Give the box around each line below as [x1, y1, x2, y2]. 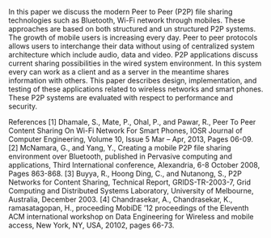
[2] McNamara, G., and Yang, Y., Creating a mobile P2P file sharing [8, 143, 232, 152]
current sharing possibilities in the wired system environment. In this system [8, 58, 262, 68]
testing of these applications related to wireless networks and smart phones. [8, 84, 264, 94]
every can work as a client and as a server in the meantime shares [8, 67, 229, 76]
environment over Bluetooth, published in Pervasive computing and [8, 151, 233, 161]
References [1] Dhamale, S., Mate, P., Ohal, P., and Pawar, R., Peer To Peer [8, 117, 256, 126]
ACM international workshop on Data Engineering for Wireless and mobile [8, 212, 254, 221]
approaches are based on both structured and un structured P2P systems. [8, 24, 256, 33]
